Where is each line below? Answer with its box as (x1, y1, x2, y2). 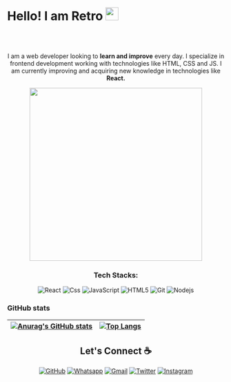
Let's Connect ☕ (80, 345, 152, 356)
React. (106, 73, 125, 82)
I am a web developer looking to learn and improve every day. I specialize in (7, 52, 225, 60)
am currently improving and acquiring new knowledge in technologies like (11, 66, 221, 75)
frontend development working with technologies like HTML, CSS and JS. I (10, 59, 222, 67)
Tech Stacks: (93, 270, 139, 280)
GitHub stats (7, 303, 50, 313)
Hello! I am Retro (7, 8, 103, 24)
